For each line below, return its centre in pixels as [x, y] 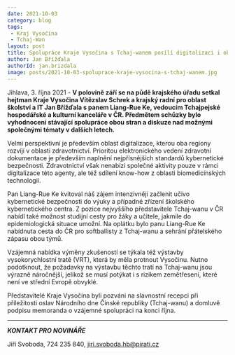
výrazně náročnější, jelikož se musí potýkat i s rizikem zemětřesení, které [113, 274]
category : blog [29, 20]
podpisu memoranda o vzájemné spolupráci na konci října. [92, 310]
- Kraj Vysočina [34, 33]
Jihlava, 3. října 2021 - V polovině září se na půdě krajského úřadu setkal [114, 92]
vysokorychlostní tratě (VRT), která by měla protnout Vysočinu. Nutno [108, 259]
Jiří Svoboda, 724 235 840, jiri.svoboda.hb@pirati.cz [83, 344]
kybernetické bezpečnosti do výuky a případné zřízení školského [101, 201]
